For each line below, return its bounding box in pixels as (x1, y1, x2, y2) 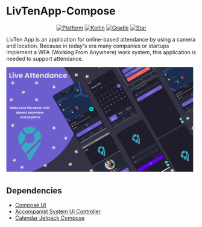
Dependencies (6, 185, 62, 196)
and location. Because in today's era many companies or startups (6, 42, 169, 49)
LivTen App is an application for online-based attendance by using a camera (6, 36, 196, 43)
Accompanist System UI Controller (14, 208, 101, 215)
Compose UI (14, 202, 46, 209)
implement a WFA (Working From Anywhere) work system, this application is (6, 48, 197, 55)
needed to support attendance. (6, 55, 84, 62)
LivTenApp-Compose (6, 4, 116, 18)
